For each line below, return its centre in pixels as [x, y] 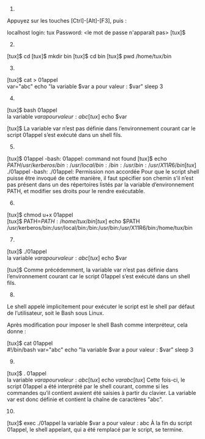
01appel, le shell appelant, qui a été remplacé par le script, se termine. [95, 430]
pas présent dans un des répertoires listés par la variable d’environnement [101, 185]
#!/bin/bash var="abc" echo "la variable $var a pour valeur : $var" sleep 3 [100, 350]
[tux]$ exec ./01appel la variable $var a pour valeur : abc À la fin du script [99, 423]
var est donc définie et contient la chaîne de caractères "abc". [85, 399]
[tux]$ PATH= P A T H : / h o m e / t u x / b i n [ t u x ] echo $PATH [73, 221]
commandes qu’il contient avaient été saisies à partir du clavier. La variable [102, 393]
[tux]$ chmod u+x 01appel [40, 215]
